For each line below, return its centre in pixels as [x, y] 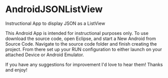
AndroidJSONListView [54, 9]
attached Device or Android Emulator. [45, 55]
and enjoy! [16, 70]
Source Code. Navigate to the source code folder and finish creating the [81, 44]
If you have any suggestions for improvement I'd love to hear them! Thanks [84, 64]
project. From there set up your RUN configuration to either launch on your [84, 49]
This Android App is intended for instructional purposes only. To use [77, 33]
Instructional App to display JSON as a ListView [55, 23]
